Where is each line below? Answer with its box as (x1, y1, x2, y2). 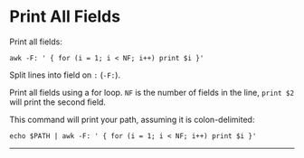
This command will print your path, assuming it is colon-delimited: (9, 114, 255, 125)
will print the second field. (9, 97, 107, 107)
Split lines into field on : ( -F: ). (9, 70, 120, 80)
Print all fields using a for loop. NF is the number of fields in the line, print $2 (9, 87, 295, 98)
